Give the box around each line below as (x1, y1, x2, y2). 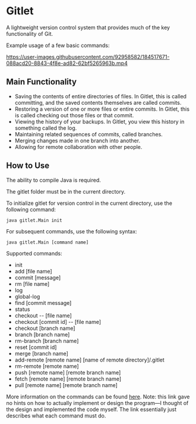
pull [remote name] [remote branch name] (14, 381, 118, 388)
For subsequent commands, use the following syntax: (6, 227, 138, 235)
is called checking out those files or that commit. (14, 111, 134, 119)
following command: (6, 205, 56, 213)
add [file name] (14, 267, 52, 275)
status (14, 305, 30, 313)
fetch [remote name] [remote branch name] (14, 375, 122, 382)
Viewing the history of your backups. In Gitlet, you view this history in (14, 118, 185, 125)
